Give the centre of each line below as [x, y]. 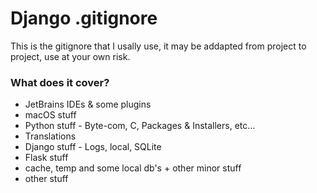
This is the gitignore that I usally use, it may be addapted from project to [158, 46]
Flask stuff [46, 158]
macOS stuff [50, 115]
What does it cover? [60, 82]
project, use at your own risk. [70, 56]
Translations [50, 136]
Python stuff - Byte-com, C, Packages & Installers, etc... [140, 126]
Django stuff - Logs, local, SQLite [93, 147]
